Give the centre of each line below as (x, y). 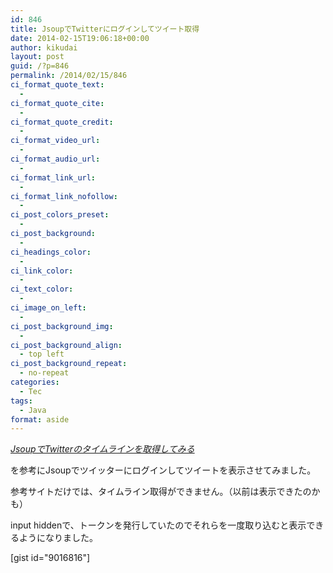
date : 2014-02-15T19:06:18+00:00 (80, 38)
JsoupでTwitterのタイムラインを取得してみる (102, 449)
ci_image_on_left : (48, 308)
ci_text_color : (42, 289)
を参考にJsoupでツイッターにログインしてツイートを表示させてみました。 (163, 470)
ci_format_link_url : (53, 177)
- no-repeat (44, 373)
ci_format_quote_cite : (57, 103)
